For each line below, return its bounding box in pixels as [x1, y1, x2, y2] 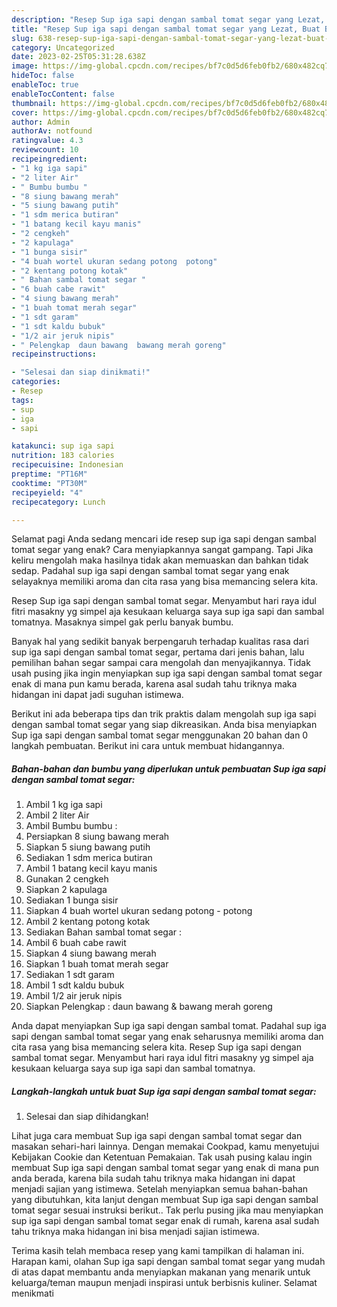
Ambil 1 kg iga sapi [25, 799, 103, 811]
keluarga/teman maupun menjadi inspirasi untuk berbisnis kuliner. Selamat [11, 1277, 318, 1289]
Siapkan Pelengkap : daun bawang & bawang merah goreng [25, 1001, 273, 1013]
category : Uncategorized [11, 42, 115, 53]
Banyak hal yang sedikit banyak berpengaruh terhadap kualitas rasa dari [11, 636, 309, 648]
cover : [11, 107, 39, 118]
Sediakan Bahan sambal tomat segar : [25, 926, 183, 938]
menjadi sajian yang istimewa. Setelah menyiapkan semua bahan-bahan [11, 1183, 309, 1195]
